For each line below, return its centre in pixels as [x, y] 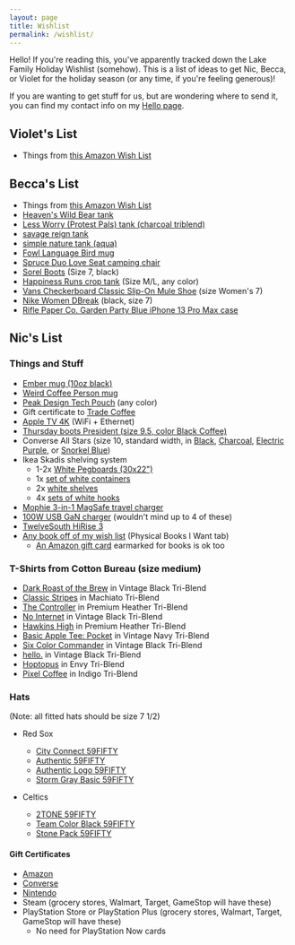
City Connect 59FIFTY [77, 751]
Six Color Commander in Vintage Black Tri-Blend [112, 645]
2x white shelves [67, 488]
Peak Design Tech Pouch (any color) [90, 402]
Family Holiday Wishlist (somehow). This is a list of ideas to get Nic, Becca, [148, 69]
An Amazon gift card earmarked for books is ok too [130, 545]
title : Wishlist [39, 26]
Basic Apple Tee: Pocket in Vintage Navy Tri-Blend [116, 635]
